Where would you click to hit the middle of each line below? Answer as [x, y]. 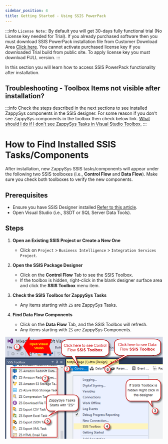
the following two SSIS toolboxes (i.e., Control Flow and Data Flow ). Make [81, 174]
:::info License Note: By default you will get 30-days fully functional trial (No [84, 31]
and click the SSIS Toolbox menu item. [60, 285]
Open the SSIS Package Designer [47, 265]
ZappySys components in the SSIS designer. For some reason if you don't [81, 113]
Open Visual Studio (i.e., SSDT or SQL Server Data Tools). [72, 212]
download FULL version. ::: [33, 57]
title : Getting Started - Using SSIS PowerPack [56, 16]
